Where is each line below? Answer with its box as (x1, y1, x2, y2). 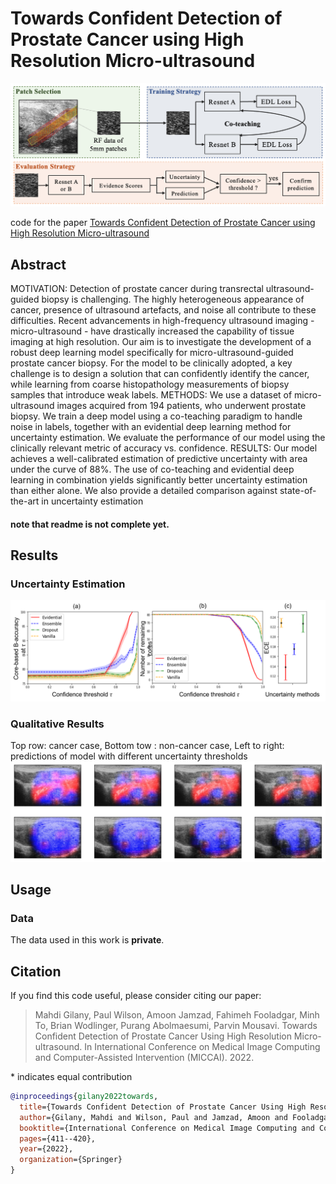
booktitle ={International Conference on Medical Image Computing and (19, 1123, 315, 1133)
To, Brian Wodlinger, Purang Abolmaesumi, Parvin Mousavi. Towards (34, 1020, 318, 1032)
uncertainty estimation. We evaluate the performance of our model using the (10, 432, 326, 444)
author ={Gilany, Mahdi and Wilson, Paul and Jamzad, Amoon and (19, 1112, 288, 1122)
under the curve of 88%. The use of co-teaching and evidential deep (10, 463, 295, 476)
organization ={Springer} (19, 1155, 123, 1165)
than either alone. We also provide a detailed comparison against (10, 485, 278, 497)
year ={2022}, (19, 1144, 74, 1154)
